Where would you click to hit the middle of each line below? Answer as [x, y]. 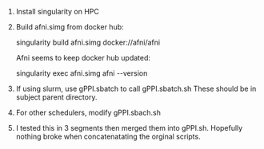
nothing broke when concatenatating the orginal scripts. [108, 136]
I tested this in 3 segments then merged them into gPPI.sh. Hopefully [129, 128]
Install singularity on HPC [58, 12]
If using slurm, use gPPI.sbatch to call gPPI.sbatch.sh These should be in [136, 88]
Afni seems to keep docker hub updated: [83, 58]
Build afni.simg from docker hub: [70, 27]
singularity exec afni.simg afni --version [82, 73]
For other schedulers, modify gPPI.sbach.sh [88, 112]
